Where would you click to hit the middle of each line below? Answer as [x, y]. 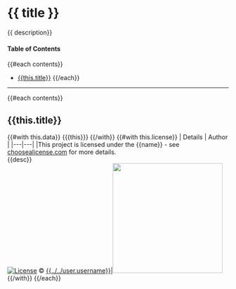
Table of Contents [34, 49]
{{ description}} [30, 32]
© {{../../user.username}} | [76, 270]
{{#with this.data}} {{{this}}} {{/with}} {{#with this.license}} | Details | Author [118, 137]
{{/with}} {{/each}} [34, 278]
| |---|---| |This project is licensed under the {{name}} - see [93, 144]
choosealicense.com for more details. [62, 152]
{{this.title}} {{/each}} [48, 78]
